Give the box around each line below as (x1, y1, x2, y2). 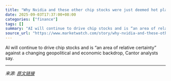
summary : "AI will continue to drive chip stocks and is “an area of (5, 26, 156, 31)
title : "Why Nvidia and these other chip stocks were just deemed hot (5, 7, 158, 13)
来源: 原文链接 (5, 70, 35, 76)
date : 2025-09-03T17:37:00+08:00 (5, 12, 76, 17)
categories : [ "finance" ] (5, 17, 58, 22)
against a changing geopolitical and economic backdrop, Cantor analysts (5, 50, 158, 56)
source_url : (5, 31, 31, 36)
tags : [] (5, 21, 24, 27)
